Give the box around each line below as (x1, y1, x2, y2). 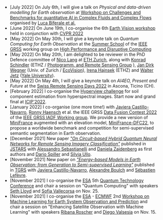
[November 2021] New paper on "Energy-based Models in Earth (9, 157, 141, 162)
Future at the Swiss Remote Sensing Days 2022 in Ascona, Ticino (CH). (9, 83, 155, 88)
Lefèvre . (9, 173, 27, 178)
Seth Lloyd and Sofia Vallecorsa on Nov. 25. (9, 188, 99, 194)
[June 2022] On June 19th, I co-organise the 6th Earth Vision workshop (9, 25, 156, 31)
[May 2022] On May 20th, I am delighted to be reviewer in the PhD (9, 51, 146, 57)
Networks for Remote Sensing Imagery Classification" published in (9, 141, 147, 146)
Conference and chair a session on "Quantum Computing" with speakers (9, 183, 158, 188)
